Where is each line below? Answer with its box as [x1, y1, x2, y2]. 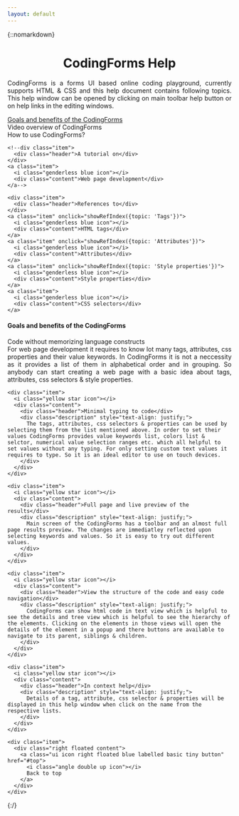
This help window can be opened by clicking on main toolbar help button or [7, 93, 232, 102]
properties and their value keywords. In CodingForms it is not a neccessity [7, 352, 232, 361]
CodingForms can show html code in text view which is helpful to [26, 607, 228, 614]
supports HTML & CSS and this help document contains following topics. [7, 86, 232, 95]
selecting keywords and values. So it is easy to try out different [7, 532, 215, 539]
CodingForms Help [63, 55, 176, 71]
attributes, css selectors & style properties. [7, 375, 134, 384]
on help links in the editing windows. [7, 101, 115, 110]
